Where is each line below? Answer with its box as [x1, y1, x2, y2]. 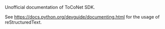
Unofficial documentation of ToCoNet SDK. [5, 4, 96, 10]
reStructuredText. [5, 19, 42, 25]
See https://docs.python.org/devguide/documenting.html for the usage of [5, 14, 160, 19]
